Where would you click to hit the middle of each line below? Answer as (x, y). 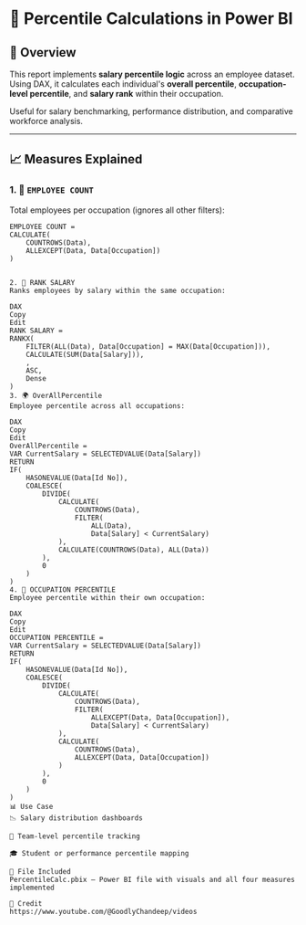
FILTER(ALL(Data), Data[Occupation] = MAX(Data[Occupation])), (148, 346)
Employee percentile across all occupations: (97, 405)
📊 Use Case (31, 806)
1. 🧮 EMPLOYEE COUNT (51, 190)
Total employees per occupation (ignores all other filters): (117, 210)
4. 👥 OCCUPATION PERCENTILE (63, 589)
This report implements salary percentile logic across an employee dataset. (152, 74)
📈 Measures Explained (76, 159)
